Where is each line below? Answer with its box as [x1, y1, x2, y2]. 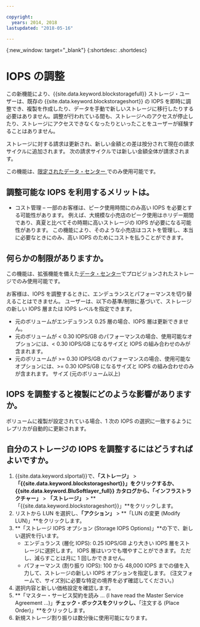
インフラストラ [155, 487, 192, 494]
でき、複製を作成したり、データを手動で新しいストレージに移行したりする [11, 105, 194, 112]
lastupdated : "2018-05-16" [6, 25, 73, 31]
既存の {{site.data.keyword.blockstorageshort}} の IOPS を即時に [26, 98, 186, 105]
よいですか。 [6, 455, 53, 466]
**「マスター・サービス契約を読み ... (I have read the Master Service [14, 592, 184, 599]
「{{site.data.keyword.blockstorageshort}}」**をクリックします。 [14, 502, 177, 509]
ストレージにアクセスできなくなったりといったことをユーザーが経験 [21, 120, 189, 127]
